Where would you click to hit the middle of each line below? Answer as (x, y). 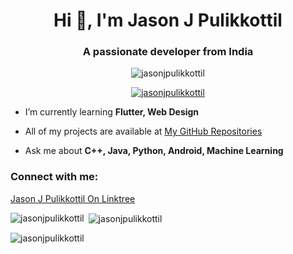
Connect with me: (54, 177)
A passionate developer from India (168, 52)
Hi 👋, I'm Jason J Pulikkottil (168, 20)
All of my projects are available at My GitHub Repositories (143, 131)
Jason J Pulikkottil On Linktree (73, 198)
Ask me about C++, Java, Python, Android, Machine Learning (154, 151)
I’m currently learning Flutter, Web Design (112, 112)
